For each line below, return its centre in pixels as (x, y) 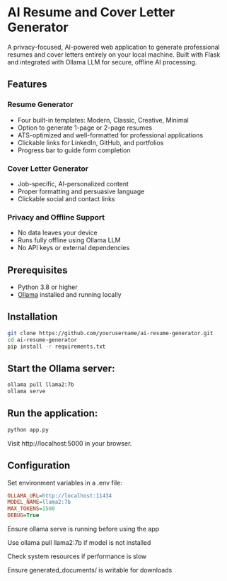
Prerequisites (37, 270)
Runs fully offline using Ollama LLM (69, 240)
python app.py (28, 429)
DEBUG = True (23, 515)
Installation (33, 317)
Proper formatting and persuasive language (81, 191)
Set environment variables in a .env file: (65, 483)
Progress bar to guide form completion (74, 150)
